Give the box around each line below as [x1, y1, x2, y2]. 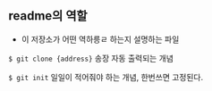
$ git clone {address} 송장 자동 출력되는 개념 [8, 53, 174, 63]
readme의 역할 [8, 8, 88, 24]
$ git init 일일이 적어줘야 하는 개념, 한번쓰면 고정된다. [8, 71, 204, 82]
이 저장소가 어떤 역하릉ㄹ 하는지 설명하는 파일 [21, 34, 180, 45]
